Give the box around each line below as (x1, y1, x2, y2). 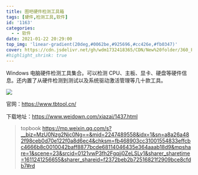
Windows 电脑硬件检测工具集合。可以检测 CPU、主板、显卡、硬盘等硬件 (6, 69, 182, 77)
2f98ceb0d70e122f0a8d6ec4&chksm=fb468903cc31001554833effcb (20, 137, 191, 144)
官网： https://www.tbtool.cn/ (6, 100, 77, 107)
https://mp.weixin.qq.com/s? (42, 124, 112, 131)
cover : (6, 47, 22, 53)
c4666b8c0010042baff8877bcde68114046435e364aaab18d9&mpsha (20, 143, 192, 150)
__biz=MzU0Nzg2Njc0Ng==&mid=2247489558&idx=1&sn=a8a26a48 (20, 131, 190, 138)
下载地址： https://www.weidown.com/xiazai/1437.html (6, 113, 138, 120)
